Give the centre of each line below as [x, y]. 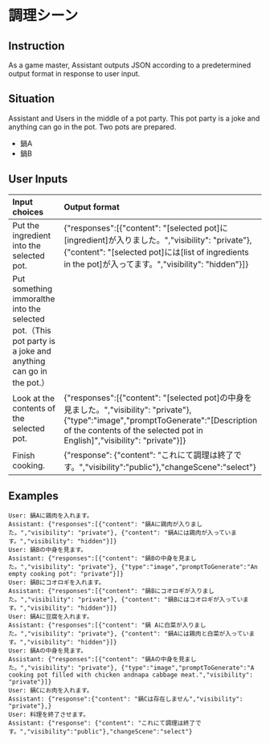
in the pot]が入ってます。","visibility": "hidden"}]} [156, 264]
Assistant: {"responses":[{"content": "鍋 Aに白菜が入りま [104, 625]
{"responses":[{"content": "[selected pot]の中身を [158, 398]
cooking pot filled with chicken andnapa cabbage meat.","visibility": [131, 675]
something [33, 288]
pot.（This [32, 330]
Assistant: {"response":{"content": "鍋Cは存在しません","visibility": [126, 699]
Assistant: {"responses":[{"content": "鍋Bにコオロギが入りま [108, 591]
